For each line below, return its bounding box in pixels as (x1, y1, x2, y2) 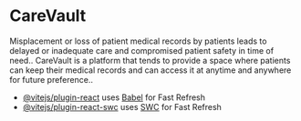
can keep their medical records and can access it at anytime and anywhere (9, 65, 292, 76)
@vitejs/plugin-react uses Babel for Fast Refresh (22, 92, 206, 103)
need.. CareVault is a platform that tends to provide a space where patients (9, 55, 291, 66)
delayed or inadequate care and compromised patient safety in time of (9, 45, 275, 55)
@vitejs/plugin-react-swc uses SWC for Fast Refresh (22, 101, 222, 112)
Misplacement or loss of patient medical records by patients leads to (9, 35, 267, 46)
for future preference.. (9, 74, 94, 85)
